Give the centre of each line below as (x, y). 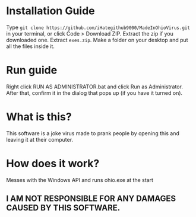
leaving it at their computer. (39, 139)
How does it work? (53, 164)
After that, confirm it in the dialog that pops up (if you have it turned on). (94, 92)
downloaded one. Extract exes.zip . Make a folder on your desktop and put (97, 40)
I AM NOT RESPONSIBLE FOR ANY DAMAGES (91, 199)
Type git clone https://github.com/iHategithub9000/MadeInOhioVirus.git (98, 27)
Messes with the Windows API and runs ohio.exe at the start (80, 180)
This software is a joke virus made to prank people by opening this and (93, 133)
